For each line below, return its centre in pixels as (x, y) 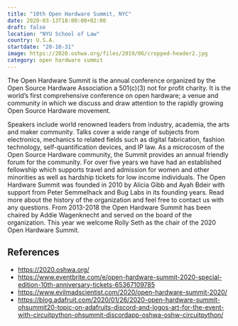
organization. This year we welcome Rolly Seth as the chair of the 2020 (112, 222)
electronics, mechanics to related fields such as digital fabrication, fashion (116, 139)
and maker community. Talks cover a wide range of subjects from (103, 131)
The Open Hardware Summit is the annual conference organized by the (112, 80)
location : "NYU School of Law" (54, 34)
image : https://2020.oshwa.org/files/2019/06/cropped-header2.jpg (108, 54)
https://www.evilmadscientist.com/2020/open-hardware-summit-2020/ (122, 292)
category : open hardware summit (55, 60)
